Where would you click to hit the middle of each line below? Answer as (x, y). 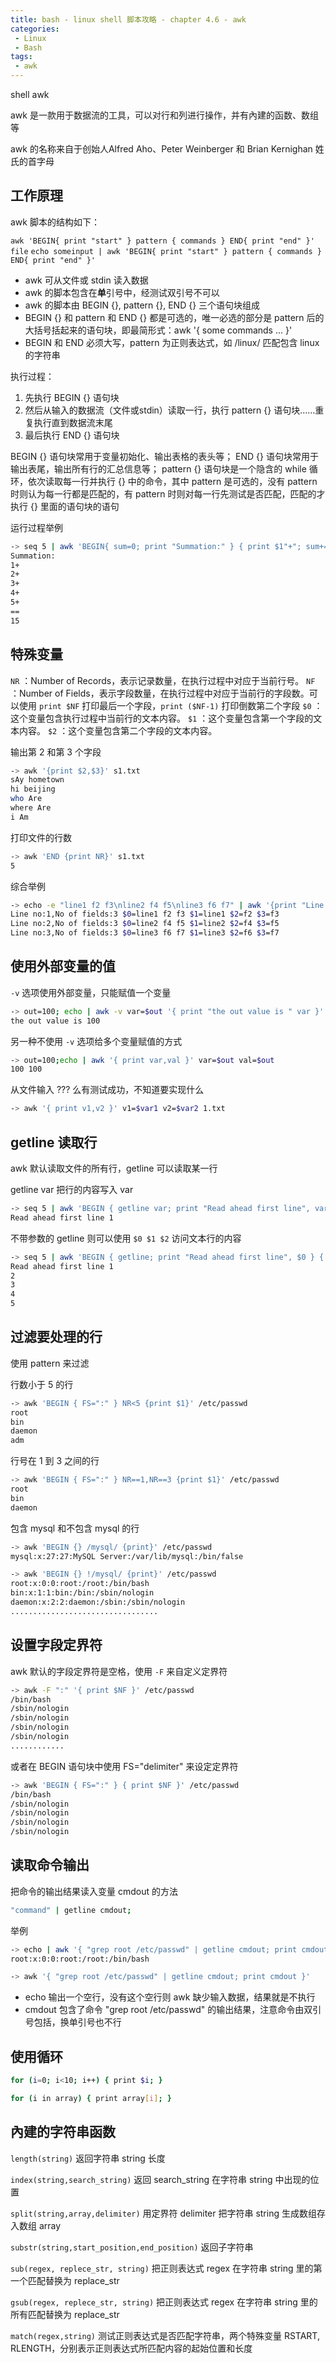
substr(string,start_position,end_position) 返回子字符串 (132, 2247)
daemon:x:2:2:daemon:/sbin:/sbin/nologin (98, 1602)
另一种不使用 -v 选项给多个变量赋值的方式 (96, 1041)
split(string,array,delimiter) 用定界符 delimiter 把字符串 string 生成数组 (163, 2213)
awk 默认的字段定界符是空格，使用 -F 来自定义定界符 (119, 1671)
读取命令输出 (50, 1865)
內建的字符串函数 (63, 2132)
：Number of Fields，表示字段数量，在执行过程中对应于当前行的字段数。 (160, 693)
